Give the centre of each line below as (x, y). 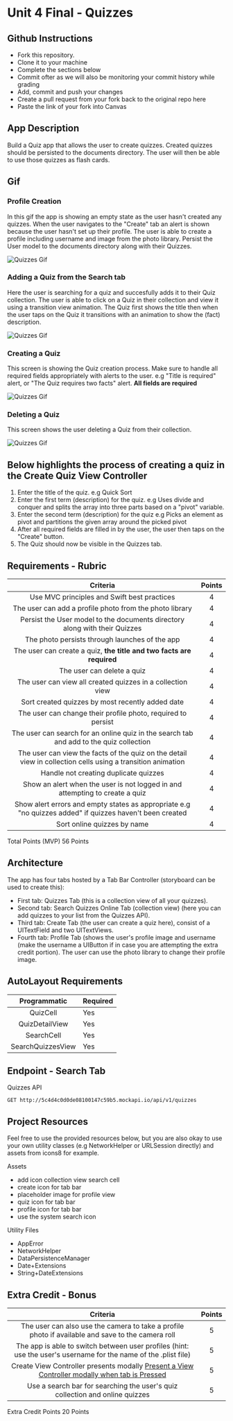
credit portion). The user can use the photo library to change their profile (121, 952)
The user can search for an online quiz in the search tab (102, 733)
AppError (30, 1243)
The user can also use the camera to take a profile (102, 1326)
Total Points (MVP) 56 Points (48, 841)
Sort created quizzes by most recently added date (102, 702)
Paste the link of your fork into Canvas (72, 106)
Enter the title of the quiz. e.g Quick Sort (75, 492)
